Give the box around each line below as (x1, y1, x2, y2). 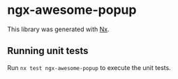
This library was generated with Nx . (7, 25, 110, 33)
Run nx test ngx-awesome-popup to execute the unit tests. (7, 63, 171, 71)
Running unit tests (7, 45, 89, 57)
